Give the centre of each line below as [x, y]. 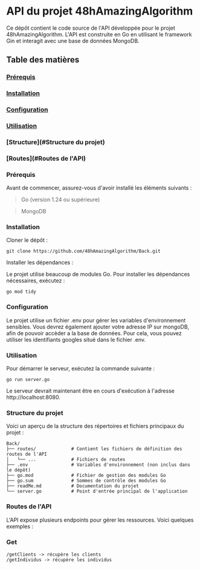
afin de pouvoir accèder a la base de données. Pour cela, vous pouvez [94, 333]
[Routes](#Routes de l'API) [46, 158]
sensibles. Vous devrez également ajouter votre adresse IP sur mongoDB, [98, 327]
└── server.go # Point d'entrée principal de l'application [97, 491]
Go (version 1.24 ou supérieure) [60, 200]
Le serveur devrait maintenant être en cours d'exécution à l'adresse [91, 391]
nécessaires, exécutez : [36, 281]
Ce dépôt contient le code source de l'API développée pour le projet [91, 28]
